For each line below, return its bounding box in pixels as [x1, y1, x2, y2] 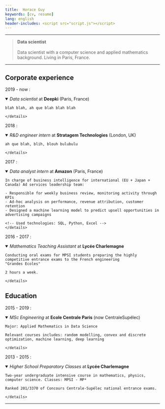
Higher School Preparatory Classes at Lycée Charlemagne [9, 363, 129, 369]
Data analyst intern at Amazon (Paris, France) [9, 168, 103, 174]
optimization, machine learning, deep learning [5, 337, 105, 342]
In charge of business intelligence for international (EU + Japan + [5, 178, 151, 183]
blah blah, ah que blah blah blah [5, 106, 76, 110]
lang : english [5, 16, 34, 21]
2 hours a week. [5, 270, 38, 275]
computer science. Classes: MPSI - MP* [5, 377, 87, 382]
